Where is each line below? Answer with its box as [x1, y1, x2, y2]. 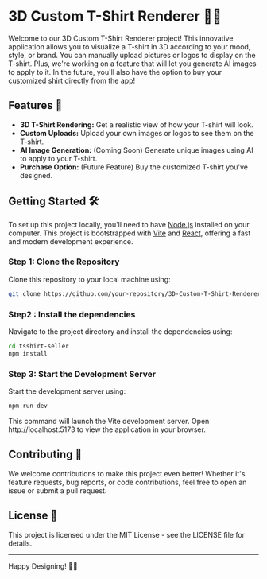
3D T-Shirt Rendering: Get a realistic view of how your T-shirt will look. [19, 119, 254, 130]
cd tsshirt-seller [8, 342, 69, 351]
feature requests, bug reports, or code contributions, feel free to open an [8, 477, 247, 487]
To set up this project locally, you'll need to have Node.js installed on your [8, 220, 250, 229]
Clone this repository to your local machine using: [8, 274, 171, 284]
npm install [8, 349, 48, 357]
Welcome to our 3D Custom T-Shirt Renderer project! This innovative [8, 33, 234, 43]
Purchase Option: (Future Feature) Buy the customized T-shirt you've [19, 162, 249, 172]
